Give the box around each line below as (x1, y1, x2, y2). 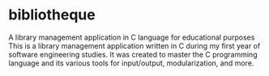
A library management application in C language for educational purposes (8, 32, 255, 42)
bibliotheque (8, 6, 96, 24)
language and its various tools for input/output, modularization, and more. (8, 58, 254, 68)
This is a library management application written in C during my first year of (8, 40, 261, 50)
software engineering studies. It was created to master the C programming (8, 49, 258, 59)
